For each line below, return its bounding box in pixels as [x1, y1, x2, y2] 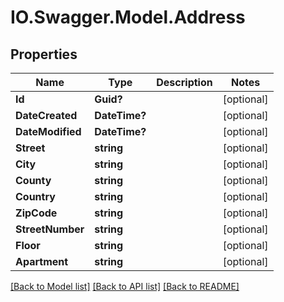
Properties [10, 46, 78, 63]
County [15, 174, 52, 187]
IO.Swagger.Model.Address [10, 6, 246, 29]
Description [156, 76, 213, 89]
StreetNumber [15, 222, 85, 236]
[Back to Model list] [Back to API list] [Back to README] [10, 281, 240, 292]
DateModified [15, 125, 82, 138]
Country [15, 190, 56, 203]
